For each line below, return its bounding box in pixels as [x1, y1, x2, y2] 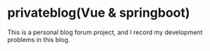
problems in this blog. [7, 35, 70, 43]
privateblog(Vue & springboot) [7, 5, 190, 21]
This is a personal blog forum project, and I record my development [7, 28, 203, 36]
